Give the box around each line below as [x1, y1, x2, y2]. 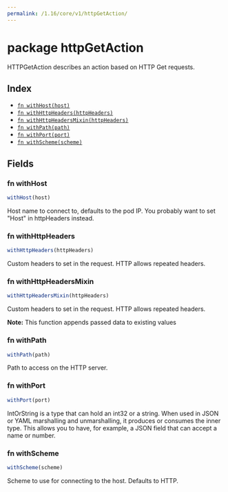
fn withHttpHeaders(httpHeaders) [17, 110, 114, 117]
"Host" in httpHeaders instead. [7, 214, 94, 222]
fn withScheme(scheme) [17, 139, 83, 146]
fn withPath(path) [17, 124, 70, 131]
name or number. [7, 431, 56, 439]
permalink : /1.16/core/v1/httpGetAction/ [7, 10, 128, 17]
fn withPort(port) [17, 132, 70, 139]
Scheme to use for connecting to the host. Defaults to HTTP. [7, 476, 179, 484]
